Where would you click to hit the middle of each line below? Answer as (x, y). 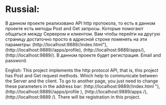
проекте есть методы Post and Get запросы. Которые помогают (74, 28)
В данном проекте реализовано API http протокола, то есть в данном (80, 23)
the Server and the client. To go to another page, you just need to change (82, 81)
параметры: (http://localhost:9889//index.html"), (56, 44)
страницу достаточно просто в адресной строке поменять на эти (76, 39)
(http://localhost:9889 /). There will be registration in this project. (73, 97)
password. (16, 60)
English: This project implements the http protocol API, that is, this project (82, 70)
